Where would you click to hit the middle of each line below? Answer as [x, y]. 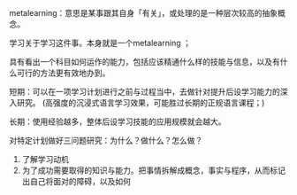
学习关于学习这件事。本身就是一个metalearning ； [100, 43]
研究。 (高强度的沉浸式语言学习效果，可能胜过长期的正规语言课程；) [141, 103]
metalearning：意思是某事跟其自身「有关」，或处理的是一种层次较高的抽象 [144, 13]
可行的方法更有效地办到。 [63, 73]
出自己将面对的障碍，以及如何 [76, 181]
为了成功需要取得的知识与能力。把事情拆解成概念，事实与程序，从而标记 [153, 170]
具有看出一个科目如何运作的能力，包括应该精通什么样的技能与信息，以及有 [145, 62]
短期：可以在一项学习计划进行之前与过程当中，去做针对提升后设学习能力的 [145, 92]
